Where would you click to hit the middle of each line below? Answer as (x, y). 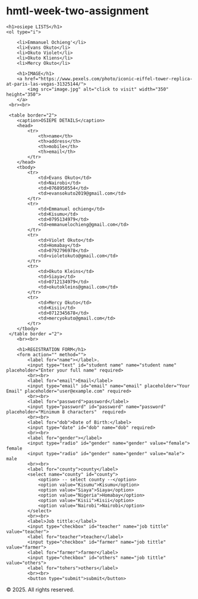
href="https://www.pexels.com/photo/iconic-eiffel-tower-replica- (109, 79)
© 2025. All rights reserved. (40, 589)
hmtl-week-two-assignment (78, 11)
